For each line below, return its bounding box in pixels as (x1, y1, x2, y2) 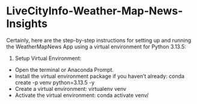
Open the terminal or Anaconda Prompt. (14, 66, 114, 73)
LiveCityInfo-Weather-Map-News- (6, 4, 183, 18)
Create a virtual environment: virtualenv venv (14, 85, 127, 92)
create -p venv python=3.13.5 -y (14, 79, 95, 86)
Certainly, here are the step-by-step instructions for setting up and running (6, 36, 192, 44)
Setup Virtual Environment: (14, 54, 82, 62)
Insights (6, 17, 48, 30)
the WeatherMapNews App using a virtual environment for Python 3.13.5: (6, 43, 186, 50)
